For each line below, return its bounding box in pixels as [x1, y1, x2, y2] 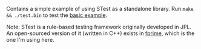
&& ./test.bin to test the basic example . [6, 11, 108, 19]
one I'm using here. [6, 36, 54, 43]
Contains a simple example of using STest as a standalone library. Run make [6, 5, 194, 12]
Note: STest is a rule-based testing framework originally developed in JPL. [6, 24, 192, 30]
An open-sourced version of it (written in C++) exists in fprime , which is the [6, 30, 195, 37]
